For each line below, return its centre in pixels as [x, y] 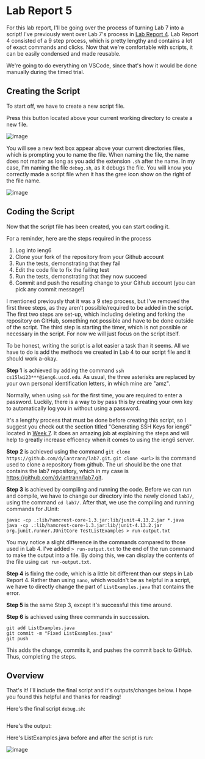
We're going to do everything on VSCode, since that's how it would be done [102, 65]
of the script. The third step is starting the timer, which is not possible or [97, 327]
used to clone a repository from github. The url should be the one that [94, 464]
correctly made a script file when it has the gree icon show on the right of [99, 174]
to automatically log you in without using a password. [73, 408]
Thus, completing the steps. [41, 656]
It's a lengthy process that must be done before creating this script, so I [96, 420]
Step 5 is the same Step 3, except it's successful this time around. [89, 605]
